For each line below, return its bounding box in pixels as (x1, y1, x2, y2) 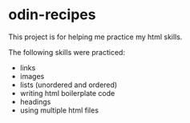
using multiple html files (19, 105, 99, 115)
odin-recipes (8, 6, 96, 24)
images (19, 71, 45, 81)
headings (19, 97, 51, 106)
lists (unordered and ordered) (19, 80, 118, 89)
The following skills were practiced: (8, 47, 126, 57)
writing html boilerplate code (19, 88, 115, 97)
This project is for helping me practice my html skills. (8, 32, 183, 42)
